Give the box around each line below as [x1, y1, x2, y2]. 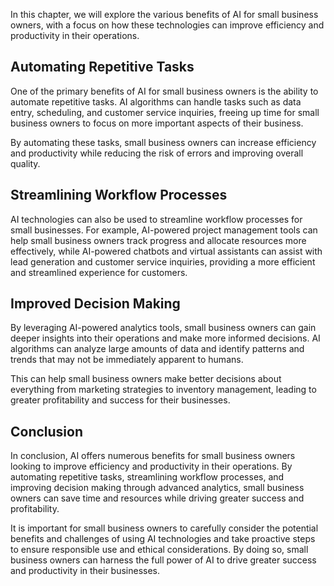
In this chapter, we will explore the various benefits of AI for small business [10, 9, 319, 20]
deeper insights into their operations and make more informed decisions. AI [10, 332, 321, 344]
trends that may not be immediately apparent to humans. [10, 354, 244, 366]
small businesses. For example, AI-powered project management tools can [10, 224, 318, 236]
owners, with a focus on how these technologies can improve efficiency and [10, 19, 325, 31]
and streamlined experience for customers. [10, 266, 188, 278]
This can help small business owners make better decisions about [10, 373, 282, 385]
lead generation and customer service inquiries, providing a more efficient [10, 255, 316, 268]
